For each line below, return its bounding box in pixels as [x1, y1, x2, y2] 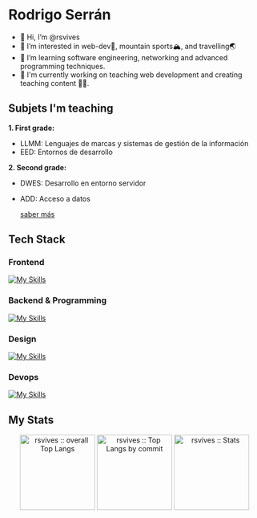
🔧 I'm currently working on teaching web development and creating [19, 70, 243, 80]
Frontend [8, 257, 45, 268]
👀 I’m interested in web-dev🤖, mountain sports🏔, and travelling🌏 [19, 41, 237, 51]
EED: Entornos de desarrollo [19, 147, 114, 157]
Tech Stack [8, 233, 66, 247]
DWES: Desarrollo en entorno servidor [19, 178, 147, 188]
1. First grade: [8, 123, 54, 133]
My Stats [8, 413, 54, 426]
